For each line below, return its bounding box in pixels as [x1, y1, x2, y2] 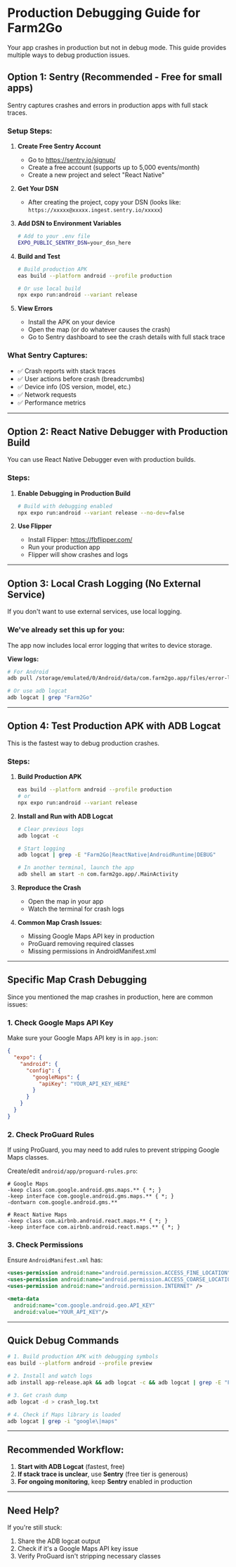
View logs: [7, 654, 39, 663]
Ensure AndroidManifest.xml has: [7, 1256, 103, 1265]
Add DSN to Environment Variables [17, 219, 122, 228]
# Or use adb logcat [7, 687, 68, 695]
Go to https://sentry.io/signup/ [27, 156, 116, 164]
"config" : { [25, 1067, 61, 1074]
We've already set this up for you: [7, 625, 125, 635]
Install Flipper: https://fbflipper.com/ [27, 536, 133, 544]
